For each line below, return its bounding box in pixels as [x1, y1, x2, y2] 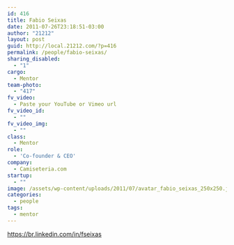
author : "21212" [7, 29, 54, 37]
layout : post [7, 36, 45, 43]
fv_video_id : [7, 107, 45, 114]
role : [7, 146, 23, 153]
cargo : [7, 68, 26, 75]
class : [7, 133, 26, 140]
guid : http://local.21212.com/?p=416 [7, 42, 117, 49]
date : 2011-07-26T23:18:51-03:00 [7, 23, 104, 30]
